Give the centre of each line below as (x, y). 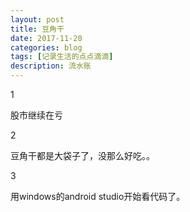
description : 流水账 (51, 66)
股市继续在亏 (36, 115)
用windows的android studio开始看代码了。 (98, 196)
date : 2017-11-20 (46, 38)
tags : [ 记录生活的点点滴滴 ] (62, 57)
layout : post (37, 19)
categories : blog (46, 47)
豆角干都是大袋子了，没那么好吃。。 (82, 155)
